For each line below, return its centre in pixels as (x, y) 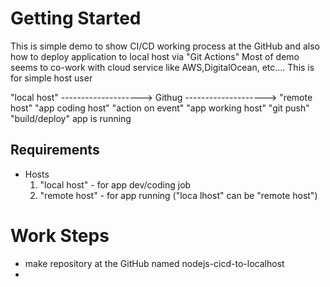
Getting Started (76, 18)
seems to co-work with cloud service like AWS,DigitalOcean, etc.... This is (162, 67)
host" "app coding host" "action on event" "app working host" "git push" (160, 108)
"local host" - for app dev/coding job (115, 184)
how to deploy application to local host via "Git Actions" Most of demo (155, 56)
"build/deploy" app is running (71, 118)
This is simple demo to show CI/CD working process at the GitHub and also (165, 46)
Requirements (55, 150)
